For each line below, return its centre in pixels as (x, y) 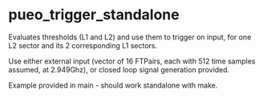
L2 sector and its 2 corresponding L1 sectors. (83, 45)
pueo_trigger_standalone (94, 15)
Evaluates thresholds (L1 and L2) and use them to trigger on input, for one (130, 37)
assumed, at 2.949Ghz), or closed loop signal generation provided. (119, 69)
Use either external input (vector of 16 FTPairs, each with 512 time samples (132, 61)
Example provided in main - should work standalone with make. (113, 85)
